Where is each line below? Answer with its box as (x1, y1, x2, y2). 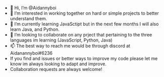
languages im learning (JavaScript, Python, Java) (10, 37, 113, 43)
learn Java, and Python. (10, 26, 60, 32)
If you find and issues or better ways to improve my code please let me (10, 56, 158, 61)
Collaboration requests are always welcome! (10, 66, 102, 72)
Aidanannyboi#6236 (10, 50, 53, 56)
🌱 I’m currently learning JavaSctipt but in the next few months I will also (10, 21, 159, 27)
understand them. (10, 16, 47, 21)
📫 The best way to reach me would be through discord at (10, 43, 130, 49)
